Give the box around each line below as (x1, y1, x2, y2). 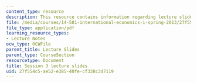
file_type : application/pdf (6, 25, 75, 31)
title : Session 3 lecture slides (6, 63, 88, 69)
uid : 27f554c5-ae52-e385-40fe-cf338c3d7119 (6, 68, 114, 74)
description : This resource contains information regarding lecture (6, 14, 177, 20)
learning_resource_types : (6, 30, 69, 36)
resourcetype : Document (6, 57, 64, 63)
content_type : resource (6, 8, 64, 15)
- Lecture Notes (6, 36, 46, 41)
